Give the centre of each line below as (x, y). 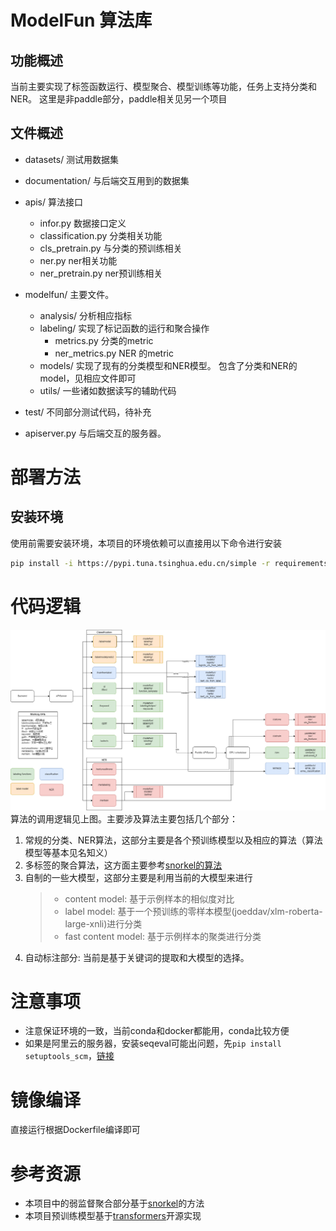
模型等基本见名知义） (68, 852)
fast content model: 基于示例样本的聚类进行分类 (163, 936)
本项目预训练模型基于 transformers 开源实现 (113, 1216)
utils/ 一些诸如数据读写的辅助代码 (108, 390)
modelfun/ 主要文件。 (69, 294)
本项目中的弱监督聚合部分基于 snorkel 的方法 (114, 1203)
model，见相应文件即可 (88, 378)
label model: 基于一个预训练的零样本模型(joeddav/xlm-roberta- (193, 911)
